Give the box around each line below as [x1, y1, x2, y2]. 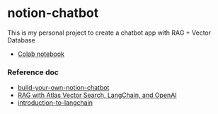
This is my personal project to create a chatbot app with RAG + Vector [7, 28, 212, 37]
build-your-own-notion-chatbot [17, 84, 110, 92]
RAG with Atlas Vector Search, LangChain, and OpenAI [17, 91, 177, 100]
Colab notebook [17, 50, 65, 58]
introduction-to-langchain [17, 98, 93, 107]
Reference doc [7, 67, 59, 77]
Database [7, 35, 35, 44]
